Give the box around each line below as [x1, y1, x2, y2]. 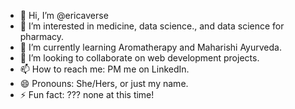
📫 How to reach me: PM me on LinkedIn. [19, 63, 190, 75]
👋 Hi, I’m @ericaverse [19, 10, 109, 21]
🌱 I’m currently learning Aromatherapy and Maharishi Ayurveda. [19, 41, 282, 53]
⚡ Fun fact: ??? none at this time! [19, 89, 155, 100]
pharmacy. [19, 31, 65, 42]
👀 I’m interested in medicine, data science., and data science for [19, 20, 285, 32]
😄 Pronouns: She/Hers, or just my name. [19, 78, 189, 89]
